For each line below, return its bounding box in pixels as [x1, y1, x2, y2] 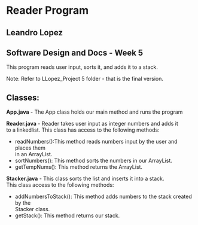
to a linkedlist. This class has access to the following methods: [6, 126, 160, 133]
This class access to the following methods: [6, 181, 114, 188]
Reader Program [6, 4, 89, 17]
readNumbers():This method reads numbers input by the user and [14, 138, 178, 145]
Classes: [6, 92, 40, 102]
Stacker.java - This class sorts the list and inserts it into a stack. [6, 175, 165, 183]
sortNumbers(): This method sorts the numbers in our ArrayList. [14, 157, 172, 165]
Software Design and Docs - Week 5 [6, 47, 144, 57]
